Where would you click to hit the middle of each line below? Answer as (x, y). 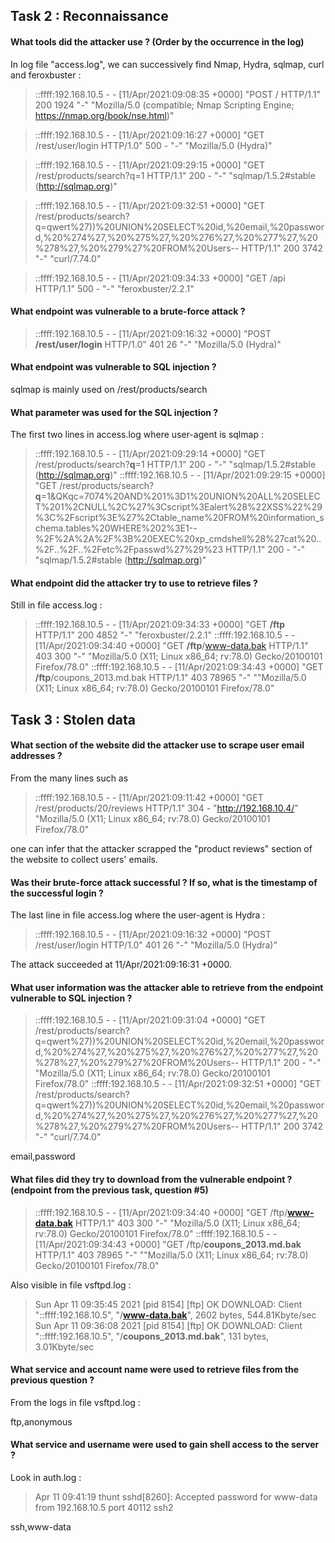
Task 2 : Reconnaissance (89, 16)
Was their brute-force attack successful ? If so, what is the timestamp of (164, 882)
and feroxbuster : (46, 75)
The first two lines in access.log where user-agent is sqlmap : (137, 435)
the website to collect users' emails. (84, 859)
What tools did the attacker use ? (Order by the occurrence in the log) (157, 41)
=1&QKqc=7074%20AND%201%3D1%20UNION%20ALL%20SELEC (180, 496)
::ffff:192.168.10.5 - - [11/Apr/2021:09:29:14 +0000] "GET (150, 454)
